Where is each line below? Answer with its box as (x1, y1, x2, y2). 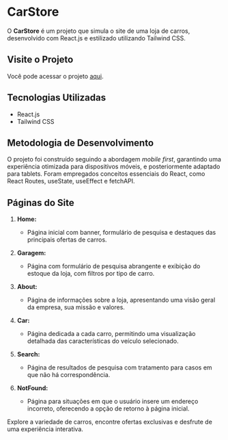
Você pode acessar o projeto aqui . (7, 72, 104, 80)
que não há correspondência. (27, 371, 111, 379)
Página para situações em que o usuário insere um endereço (27, 398, 199, 406)
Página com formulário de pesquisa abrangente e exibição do (27, 262, 201, 270)
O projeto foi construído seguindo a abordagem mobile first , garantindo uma (7, 155, 222, 164)
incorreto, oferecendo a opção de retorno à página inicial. (27, 404, 190, 413)
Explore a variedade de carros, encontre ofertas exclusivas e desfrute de (7, 418, 213, 426)
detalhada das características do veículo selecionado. (27, 337, 179, 346)
